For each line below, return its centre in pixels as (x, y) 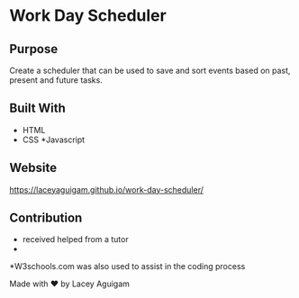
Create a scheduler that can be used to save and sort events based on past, (150, 70)
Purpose (34, 49)
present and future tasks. (56, 80)
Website (33, 168)
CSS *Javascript (54, 140)
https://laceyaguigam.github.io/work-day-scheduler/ (107, 189)
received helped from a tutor (75, 239)
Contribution (46, 218)
